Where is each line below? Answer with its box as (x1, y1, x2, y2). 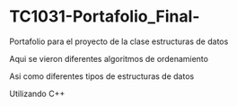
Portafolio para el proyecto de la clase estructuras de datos (9, 36, 229, 47)
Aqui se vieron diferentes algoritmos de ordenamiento (9, 53, 209, 64)
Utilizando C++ (9, 88, 66, 99)
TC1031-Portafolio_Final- (9, 6, 200, 27)
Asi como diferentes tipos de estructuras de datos (9, 70, 195, 82)
